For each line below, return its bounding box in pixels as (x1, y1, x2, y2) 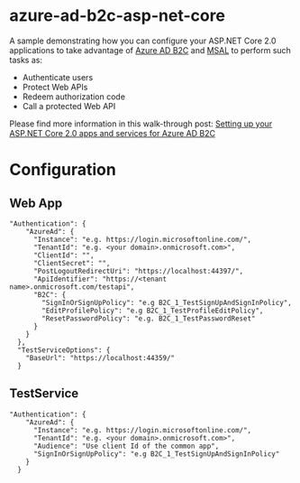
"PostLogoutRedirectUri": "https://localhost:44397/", (32, 266, 244, 275)
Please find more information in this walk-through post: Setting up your (9, 118, 273, 129)
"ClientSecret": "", (32, 258, 111, 267)
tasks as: (9, 54, 43, 65)
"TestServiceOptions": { (17, 345, 111, 355)
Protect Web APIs (22, 81, 88, 92)
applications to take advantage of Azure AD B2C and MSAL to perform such (9, 44, 291, 55)
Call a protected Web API (22, 100, 116, 111)
